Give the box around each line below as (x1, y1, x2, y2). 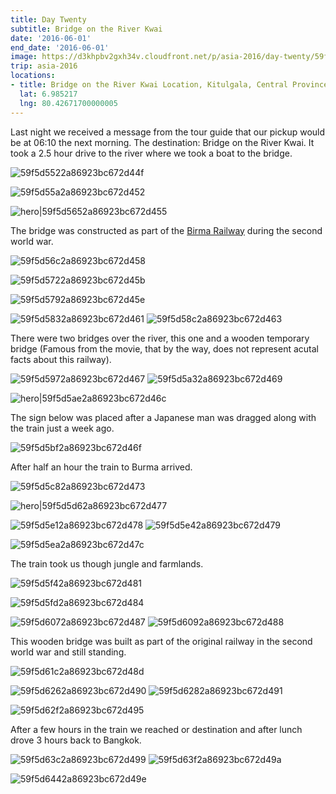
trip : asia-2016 (10, 61, 78, 71)
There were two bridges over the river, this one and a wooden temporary (10, 332, 310, 344)
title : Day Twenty (10, 14, 87, 25)
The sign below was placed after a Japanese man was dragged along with (10, 411, 317, 423)
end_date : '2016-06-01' (10, 42, 110, 53)
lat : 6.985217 (19, 89, 78, 99)
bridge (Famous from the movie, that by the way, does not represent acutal (10, 342, 319, 355)
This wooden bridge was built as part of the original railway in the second (10, 635, 313, 647)
